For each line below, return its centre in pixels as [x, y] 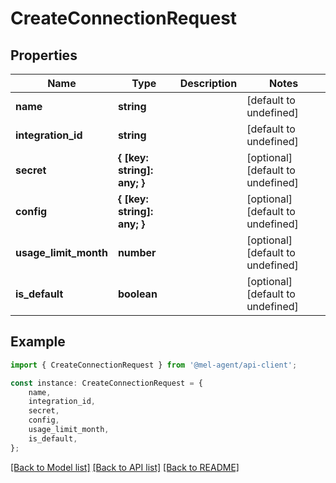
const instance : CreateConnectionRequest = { [106, 383]
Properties [44, 55]
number [137, 252]
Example [38, 342]
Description [208, 83]
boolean [137, 294]
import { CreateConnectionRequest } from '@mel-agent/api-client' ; [154, 365]
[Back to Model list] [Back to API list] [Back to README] [125, 467]
